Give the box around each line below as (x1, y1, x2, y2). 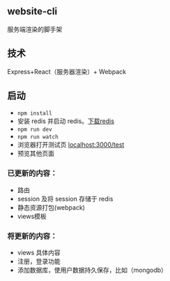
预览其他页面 (17, 150, 54, 158)
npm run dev (17, 126, 52, 134)
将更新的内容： (7, 231, 58, 240)
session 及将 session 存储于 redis (17, 194, 114, 203)
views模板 (17, 212, 47, 220)
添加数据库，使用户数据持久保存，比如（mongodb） (17, 266, 167, 275)
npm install (17, 110, 52, 117)
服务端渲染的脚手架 (7, 24, 63, 34)
